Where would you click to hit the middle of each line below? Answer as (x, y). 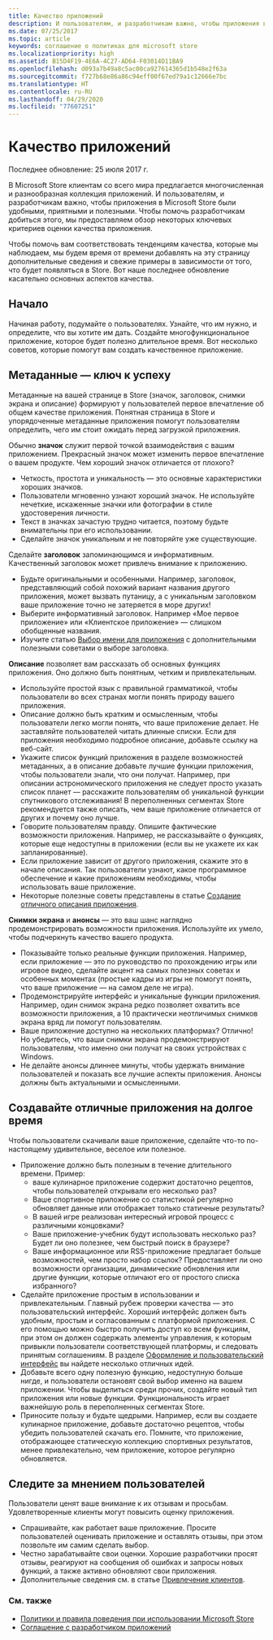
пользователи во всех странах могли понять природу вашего (127, 697)
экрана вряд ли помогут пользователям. (91, 1022)
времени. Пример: (52, 1173)
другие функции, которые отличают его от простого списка (136, 1277)
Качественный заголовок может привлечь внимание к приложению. (128, 563)
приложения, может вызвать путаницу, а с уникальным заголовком (138, 596)
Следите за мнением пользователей (107, 1483)
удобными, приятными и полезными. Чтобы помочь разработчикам (127, 211)
